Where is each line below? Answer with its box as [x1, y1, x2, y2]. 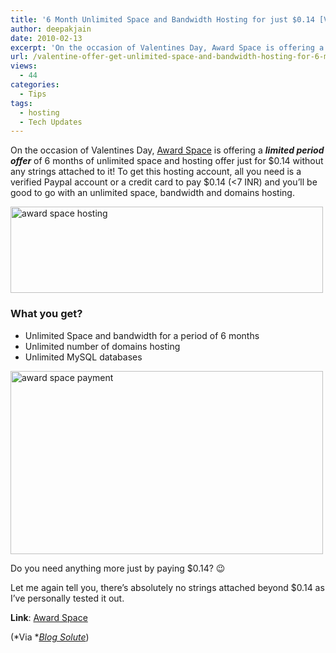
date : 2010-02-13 [10, 33, 83, 43]
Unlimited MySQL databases [24, 351, 143, 363]
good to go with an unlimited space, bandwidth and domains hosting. [10, 187, 295, 199]
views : [10, 61, 38, 71]
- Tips [19, 89, 47, 99]
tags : [10, 98, 33, 108]
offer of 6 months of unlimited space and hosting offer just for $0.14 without [10, 155, 324, 167]
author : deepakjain [10, 24, 92, 34]
